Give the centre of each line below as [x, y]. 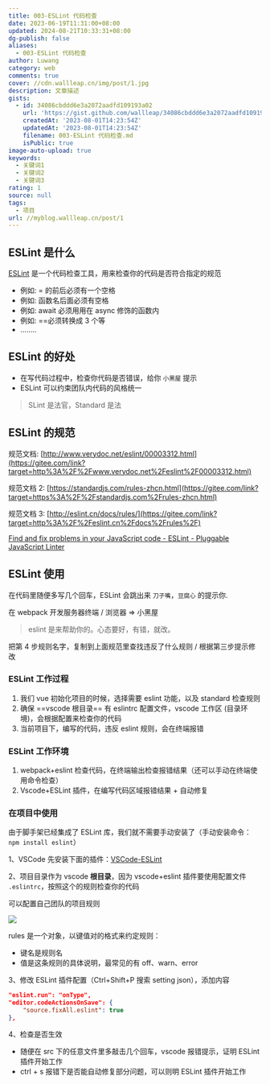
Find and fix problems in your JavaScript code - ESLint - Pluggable [119, 538]
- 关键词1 [30, 166]
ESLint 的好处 [42, 357]
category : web [32, 68]
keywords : [25, 158]
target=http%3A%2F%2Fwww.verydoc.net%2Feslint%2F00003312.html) [130, 471]
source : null [30, 195]
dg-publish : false [39, 38]
